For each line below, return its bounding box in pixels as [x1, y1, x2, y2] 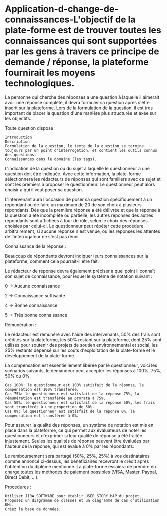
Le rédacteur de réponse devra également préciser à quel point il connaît [5, 268, 155, 274]
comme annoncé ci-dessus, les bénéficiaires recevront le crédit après [5, 458, 149, 464]
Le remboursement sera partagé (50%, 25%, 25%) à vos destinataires [5, 453, 150, 459]
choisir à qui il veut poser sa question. [5, 186, 83, 193]
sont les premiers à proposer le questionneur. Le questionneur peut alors [5, 181, 155, 187]
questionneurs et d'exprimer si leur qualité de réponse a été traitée [5, 432, 142, 438]
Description [5, 139, 30, 144]
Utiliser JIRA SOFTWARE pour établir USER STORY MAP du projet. [5, 493, 142, 498]
